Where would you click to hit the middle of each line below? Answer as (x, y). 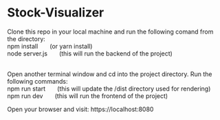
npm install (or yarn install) (50, 46)
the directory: (26, 38)
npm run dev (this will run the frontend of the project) (88, 96)
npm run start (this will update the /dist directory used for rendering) (109, 88)
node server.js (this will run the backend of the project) (90, 53)
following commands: (37, 81)
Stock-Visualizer (56, 13)
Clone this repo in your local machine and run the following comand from (110, 32)
